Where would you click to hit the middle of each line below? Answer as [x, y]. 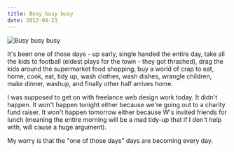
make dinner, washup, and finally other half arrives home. [90, 83]
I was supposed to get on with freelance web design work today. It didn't [112, 97]
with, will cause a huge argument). [57, 127]
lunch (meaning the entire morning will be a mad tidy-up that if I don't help [115, 119]
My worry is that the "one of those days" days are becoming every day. [110, 140]
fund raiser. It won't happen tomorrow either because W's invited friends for [117, 112]
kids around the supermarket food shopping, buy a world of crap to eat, [111, 69]
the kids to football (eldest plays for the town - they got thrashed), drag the [115, 61]
